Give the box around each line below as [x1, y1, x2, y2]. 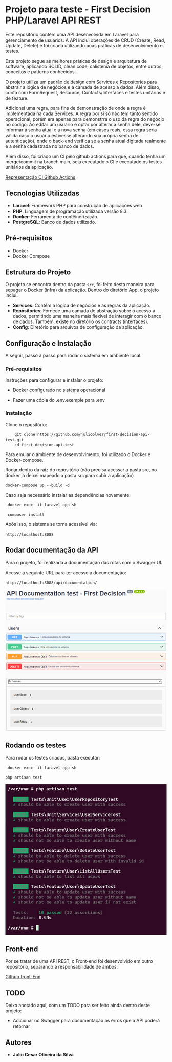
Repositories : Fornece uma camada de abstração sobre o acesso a [12, 308, 155, 314]
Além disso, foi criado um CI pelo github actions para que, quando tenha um [5, 153, 166, 159]
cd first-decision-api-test [14, 442, 74, 447]
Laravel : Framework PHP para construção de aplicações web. [12, 202, 144, 208]
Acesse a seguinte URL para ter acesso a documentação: [5, 569, 126, 576]
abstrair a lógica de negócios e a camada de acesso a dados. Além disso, [5, 84, 161, 90]
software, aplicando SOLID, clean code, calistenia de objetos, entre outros [5, 63, 162, 69]
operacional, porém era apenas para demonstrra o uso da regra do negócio [5, 116, 165, 122]
